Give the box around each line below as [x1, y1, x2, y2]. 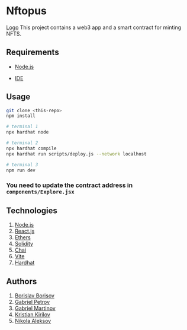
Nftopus [6, 4, 47, 18]
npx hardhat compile [6, 145, 57, 151]
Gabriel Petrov [14, 298, 50, 305]
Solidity [14, 240, 34, 247]
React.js [14, 227, 35, 235]
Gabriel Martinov [14, 304, 56, 312]
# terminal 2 [6, 140, 38, 146]
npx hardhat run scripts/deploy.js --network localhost [6, 151, 147, 157]
